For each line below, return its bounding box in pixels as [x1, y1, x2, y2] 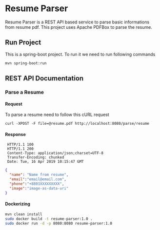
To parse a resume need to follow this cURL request [5, 112, 110, 117]
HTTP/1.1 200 [7, 147, 34, 152]
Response [5, 131, 26, 137]
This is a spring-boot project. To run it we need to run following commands [5, 51, 156, 57]
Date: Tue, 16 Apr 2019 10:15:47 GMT [7, 159, 84, 164]
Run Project [5, 38, 41, 47]
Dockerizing [5, 201, 31, 207]
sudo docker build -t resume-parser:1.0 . [5, 216, 93, 221]
